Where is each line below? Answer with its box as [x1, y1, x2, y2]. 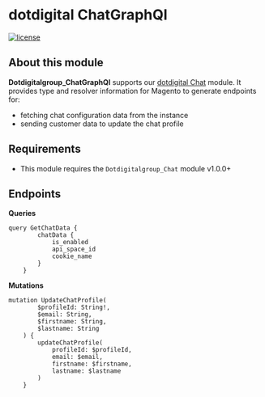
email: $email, [51, 353, 104, 361]
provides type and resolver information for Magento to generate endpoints [8, 86, 257, 95]
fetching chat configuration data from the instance [19, 110, 189, 120]
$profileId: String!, [37, 303, 111, 312]
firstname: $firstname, [51, 360, 132, 369]
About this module [8, 56, 104, 70]
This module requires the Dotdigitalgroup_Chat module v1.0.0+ [19, 163, 232, 173]
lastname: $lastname [51, 367, 122, 375]
